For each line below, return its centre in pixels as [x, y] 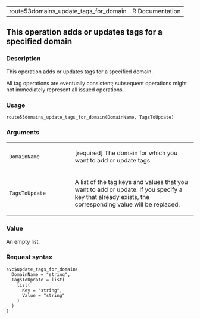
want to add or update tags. [113, 161]
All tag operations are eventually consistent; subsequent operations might [97, 83]
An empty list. [23, 241]
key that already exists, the [112, 197]
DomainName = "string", [41, 274]
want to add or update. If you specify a [129, 189]
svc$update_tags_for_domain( [42, 269]
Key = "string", [42, 290]
